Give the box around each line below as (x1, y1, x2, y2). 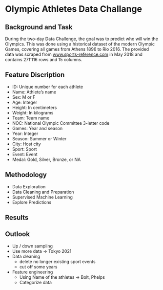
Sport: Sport (12, 146, 37, 152)
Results (5, 214, 29, 222)
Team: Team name (12, 115, 50, 121)
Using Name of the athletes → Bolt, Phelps (19, 274, 105, 280)
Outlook (5, 230, 30, 238)
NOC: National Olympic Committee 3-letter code (12, 120, 110, 126)
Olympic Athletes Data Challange (5, 3, 143, 15)
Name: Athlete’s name (12, 89, 57, 95)
